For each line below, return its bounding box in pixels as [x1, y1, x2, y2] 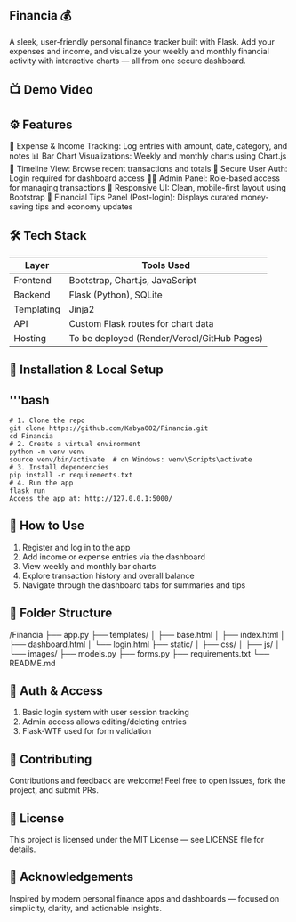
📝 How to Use [9, 518, 84, 534]
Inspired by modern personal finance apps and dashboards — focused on [9, 893, 280, 903]
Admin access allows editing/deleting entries [21, 716, 187, 727]
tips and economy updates [35, 201, 133, 212]
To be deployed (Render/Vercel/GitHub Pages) [68, 331, 264, 344]
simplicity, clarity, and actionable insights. [9, 902, 163, 913]
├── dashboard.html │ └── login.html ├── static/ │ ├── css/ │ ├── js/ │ [9, 639, 281, 649]
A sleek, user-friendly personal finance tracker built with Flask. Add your [9, 36, 276, 47]
